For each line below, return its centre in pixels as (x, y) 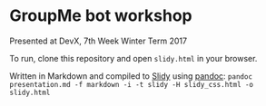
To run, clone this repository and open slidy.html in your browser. (133, 58)
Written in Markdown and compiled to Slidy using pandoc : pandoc (131, 76)
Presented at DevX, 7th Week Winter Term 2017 (99, 41)
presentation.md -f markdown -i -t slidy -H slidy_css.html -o (132, 84)
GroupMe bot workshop (101, 16)
